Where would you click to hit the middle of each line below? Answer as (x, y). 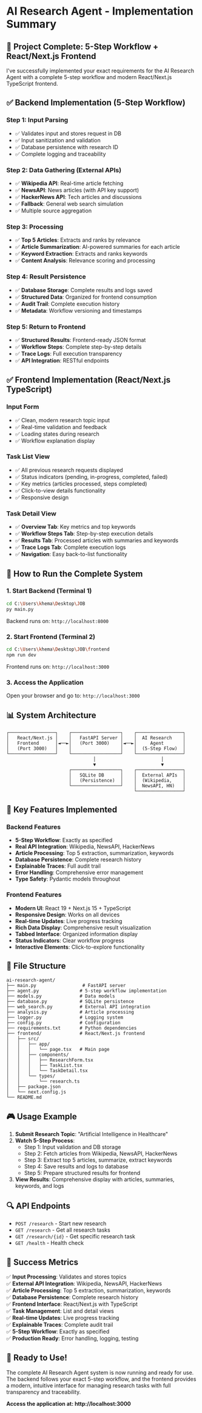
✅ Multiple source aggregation (53, 211)
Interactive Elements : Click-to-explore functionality (80, 947)
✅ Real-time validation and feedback (61, 427)
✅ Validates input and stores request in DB (68, 133)
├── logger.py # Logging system (65, 1017)
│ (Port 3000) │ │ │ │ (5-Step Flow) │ (96, 748)
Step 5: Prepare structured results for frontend (82, 1173)
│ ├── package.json (34, 1087)
